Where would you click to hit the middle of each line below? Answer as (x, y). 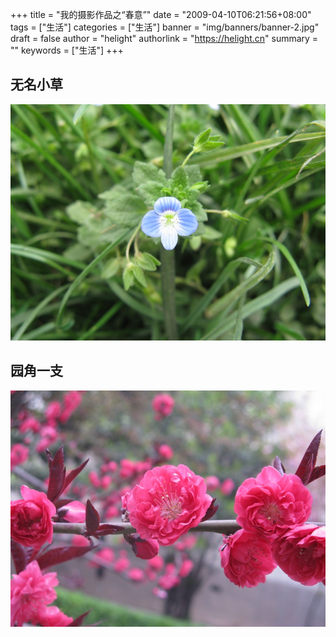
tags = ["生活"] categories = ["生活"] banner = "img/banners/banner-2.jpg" (165, 27)
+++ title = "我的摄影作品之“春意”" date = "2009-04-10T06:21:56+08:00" (161, 14)
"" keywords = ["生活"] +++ (67, 50)
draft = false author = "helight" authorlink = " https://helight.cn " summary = (164, 38)
